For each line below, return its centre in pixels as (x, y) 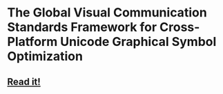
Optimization (45, 57)
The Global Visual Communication (107, 13)
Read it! (24, 81)
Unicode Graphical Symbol (138, 42)
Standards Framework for (82, 27)
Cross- (180, 27)
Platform (32, 42)
